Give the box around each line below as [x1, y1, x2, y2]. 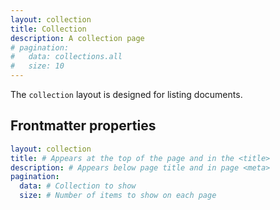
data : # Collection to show [19, 181, 137, 191]
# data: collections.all [10, 52, 123, 62]
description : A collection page [10, 33, 145, 43]
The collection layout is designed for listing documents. [10, 89, 243, 100]
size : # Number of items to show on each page [19, 191, 217, 201]
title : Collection [10, 24, 87, 34]
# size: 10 [10, 61, 65, 71]
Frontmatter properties [10, 117, 157, 135]
